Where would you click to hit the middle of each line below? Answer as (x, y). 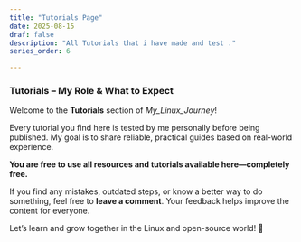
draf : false (32, 34)
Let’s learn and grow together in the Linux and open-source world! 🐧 (136, 228)
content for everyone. (50, 211)
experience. (32, 147)
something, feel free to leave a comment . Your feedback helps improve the (149, 201)
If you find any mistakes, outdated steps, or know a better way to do (136, 191)
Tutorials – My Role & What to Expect (91, 91)
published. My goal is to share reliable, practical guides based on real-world (151, 137)
